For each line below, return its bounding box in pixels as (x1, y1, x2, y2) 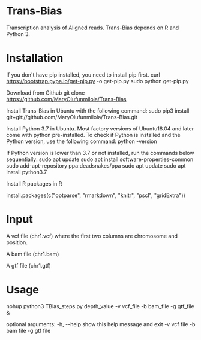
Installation (6, 51, 64, 65)
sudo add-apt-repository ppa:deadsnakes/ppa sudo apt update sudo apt (6, 162, 186, 169)
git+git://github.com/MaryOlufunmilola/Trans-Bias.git (6, 113, 138, 120)
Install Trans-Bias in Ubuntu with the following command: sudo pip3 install (6, 107, 190, 114)
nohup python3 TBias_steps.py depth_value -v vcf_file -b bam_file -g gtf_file (6, 302, 195, 309)
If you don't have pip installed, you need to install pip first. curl (6, 71, 160, 78)
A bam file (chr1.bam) (6, 250, 59, 257)
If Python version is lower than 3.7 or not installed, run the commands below (6, 149, 194, 156)
